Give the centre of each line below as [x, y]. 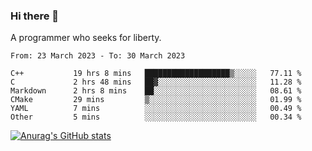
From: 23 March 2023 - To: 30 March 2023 [98, 56]
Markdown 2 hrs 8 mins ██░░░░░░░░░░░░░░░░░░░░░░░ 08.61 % [156, 91]
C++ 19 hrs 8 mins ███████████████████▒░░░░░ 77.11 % [156, 74]
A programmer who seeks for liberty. [86, 38]
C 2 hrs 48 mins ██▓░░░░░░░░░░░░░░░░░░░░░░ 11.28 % [156, 82]
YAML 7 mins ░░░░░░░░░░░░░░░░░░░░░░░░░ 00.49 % [156, 109]
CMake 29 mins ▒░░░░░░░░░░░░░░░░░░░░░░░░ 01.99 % [156, 100]
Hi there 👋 [35, 16]
